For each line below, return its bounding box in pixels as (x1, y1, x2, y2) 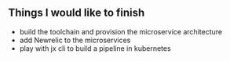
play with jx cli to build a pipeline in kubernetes (19, 43, 171, 53)
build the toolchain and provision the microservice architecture (19, 27, 222, 36)
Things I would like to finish (8, 6, 145, 20)
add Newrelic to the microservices (19, 35, 131, 45)
